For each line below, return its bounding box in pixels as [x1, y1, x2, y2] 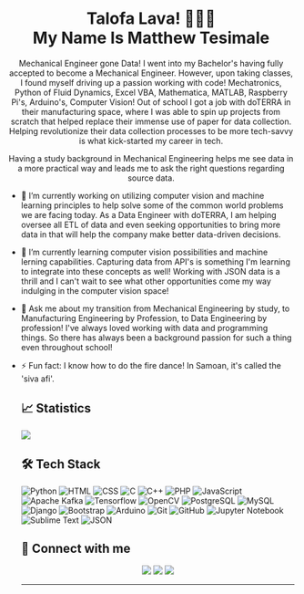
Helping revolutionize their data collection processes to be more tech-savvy [8, 125, 294, 136]
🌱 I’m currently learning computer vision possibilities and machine [20, 246, 269, 257]
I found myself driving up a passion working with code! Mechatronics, [20, 77, 282, 88]
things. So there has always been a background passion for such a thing [20, 332, 292, 343]
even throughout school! [20, 341, 114, 352]
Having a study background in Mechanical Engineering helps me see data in [8, 152, 294, 163]
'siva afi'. [20, 373, 55, 384]
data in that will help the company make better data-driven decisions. [20, 228, 281, 240]
